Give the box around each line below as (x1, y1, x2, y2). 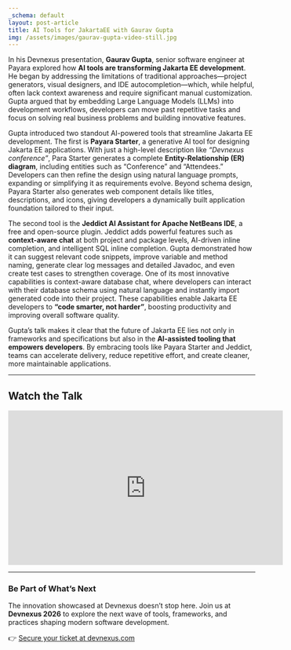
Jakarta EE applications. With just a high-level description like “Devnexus (8, 145, 245, 155)
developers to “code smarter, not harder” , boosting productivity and (8, 302, 231, 312)
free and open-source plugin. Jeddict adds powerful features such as (8, 227, 233, 236)
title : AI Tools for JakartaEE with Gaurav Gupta (8, 26, 174, 34)
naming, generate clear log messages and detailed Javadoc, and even (8, 261, 235, 270)
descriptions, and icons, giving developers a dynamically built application (8, 195, 246, 205)
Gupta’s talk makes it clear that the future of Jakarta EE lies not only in (8, 326, 235, 335)
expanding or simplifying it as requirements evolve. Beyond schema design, (8, 178, 253, 188)
